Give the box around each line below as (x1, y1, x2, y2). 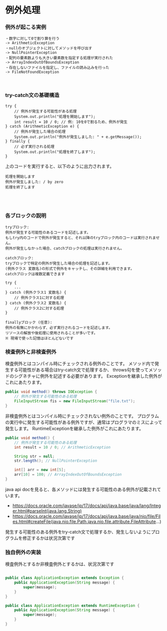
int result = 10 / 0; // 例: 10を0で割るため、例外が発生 (14, 119, 127, 124)
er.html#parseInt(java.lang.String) (12, 508, 82, 514)
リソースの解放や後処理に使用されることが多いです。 (5, 331, 98, 336)
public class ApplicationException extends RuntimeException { (5, 603, 140, 608)
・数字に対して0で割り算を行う (5, 36, 60, 41)
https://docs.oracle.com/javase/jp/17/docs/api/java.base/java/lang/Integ (12, 503, 161, 509)
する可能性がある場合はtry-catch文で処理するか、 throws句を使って (9, 367, 149, 373)
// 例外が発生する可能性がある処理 (14, 108, 77, 114)
